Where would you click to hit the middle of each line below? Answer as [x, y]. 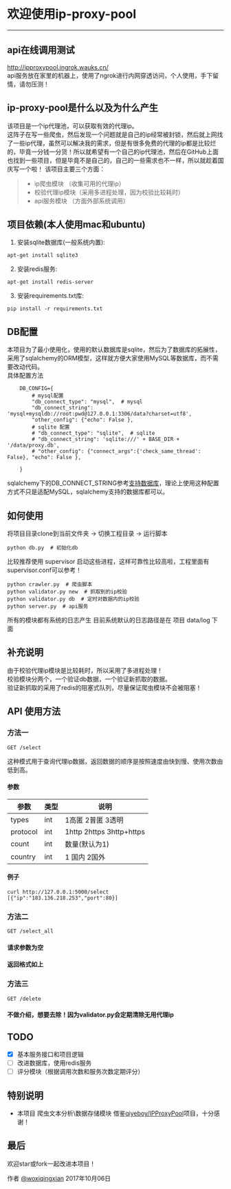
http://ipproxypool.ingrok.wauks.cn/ [58, 67]
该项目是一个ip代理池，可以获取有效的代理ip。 [73, 125]
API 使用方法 [34, 712]
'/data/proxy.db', [33, 445]
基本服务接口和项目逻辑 [50, 1055]
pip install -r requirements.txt [55, 309]
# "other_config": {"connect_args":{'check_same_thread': [117, 451]
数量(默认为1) [87, 844]
